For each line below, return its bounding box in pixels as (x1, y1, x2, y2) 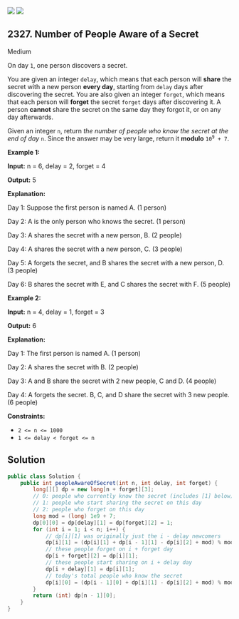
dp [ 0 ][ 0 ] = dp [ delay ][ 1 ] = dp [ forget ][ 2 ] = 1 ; (33, 519, 174, 526)
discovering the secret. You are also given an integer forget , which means (7, 90, 225, 98)
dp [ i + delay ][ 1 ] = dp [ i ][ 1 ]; (45, 566, 135, 573)
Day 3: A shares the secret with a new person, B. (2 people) (7, 230, 183, 239)
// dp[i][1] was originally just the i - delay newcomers (45, 532, 221, 540)
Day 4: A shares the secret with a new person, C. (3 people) (7, 245, 183, 253)
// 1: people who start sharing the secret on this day (33, 499, 202, 506)
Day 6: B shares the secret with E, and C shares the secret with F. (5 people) (7, 280, 231, 288)
